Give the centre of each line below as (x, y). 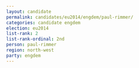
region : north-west (30, 50)
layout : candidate (29, 12)
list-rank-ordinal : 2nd (35, 39)
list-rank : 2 (22, 34)
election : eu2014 (28, 28)
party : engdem (24, 56)
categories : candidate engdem (43, 22)
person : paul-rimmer (32, 45)
